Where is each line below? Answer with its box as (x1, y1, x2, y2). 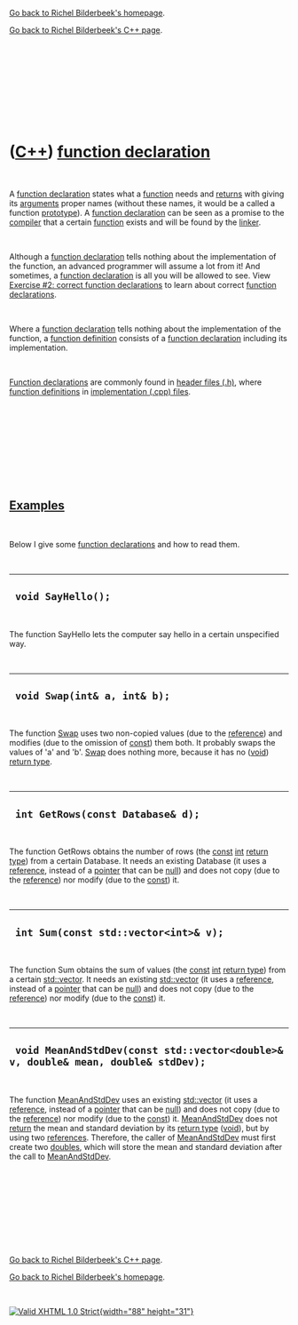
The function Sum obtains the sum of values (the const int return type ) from (9, 964, 286, 975)
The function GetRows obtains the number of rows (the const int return (9, 846, 269, 857)
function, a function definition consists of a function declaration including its (9, 332, 288, 343)
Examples (9, 498, 65, 514)
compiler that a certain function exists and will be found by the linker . (9, 217, 262, 227)
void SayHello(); (14, 590, 111, 603)
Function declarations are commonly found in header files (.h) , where (9, 377, 263, 387)
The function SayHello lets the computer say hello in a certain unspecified (9, 628, 279, 639)
